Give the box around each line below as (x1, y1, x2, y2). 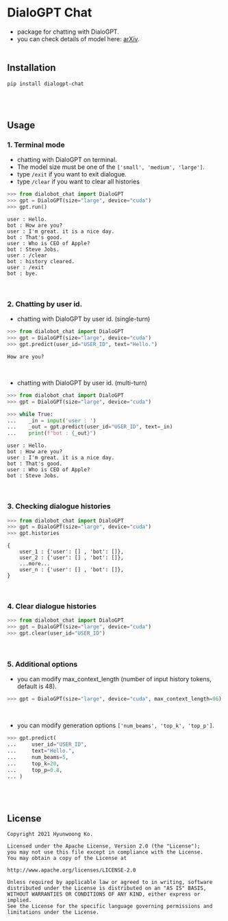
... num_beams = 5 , (7, 753, 69, 760)
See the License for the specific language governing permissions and (7, 903, 213, 910)
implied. (7, 897, 32, 904)
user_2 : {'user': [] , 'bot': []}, (19, 554, 125, 561)
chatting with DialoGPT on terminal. (16, 156, 118, 164)
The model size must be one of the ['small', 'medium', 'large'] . (16, 163, 205, 171)
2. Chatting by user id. (7, 299, 83, 308)
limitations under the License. (7, 909, 99, 916)
